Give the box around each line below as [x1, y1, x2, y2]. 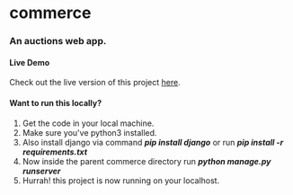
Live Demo [9, 57, 50, 67]
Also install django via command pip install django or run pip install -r [22, 137, 284, 147]
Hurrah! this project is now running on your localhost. [22, 174, 220, 186]
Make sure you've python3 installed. [22, 127, 157, 137]
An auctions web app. [9, 35, 107, 48]
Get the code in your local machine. [22, 118, 155, 129]
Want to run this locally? [9, 97, 102, 108]
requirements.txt [22, 146, 88, 157]
